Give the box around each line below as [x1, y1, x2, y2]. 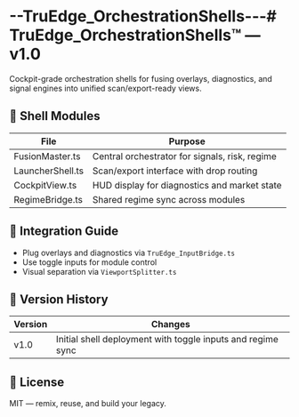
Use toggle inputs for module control [21, 256, 158, 268]
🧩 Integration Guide [9, 224, 119, 239]
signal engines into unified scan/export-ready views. [9, 83, 202, 93]
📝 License [9, 374, 65, 389]
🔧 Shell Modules [9, 108, 101, 124]
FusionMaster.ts [13, 149, 81, 162]
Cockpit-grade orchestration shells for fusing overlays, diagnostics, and [9, 73, 273, 84]
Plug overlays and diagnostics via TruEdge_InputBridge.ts [21, 247, 236, 258]
